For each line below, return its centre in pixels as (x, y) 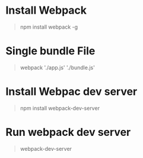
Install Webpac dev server (71, 92)
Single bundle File (50, 51)
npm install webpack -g (49, 27)
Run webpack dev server (68, 132)
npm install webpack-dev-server (60, 108)
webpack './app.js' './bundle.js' (58, 67)
